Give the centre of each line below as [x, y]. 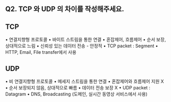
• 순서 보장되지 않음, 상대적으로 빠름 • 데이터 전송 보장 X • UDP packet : [78, 88]
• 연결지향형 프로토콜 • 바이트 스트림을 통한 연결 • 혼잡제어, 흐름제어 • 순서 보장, [86, 40]
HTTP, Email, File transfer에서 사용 [41, 52]
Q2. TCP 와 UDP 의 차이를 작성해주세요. [65, 9]
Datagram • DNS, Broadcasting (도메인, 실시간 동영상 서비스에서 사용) [77, 94]
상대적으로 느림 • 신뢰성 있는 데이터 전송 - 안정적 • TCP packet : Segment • [82, 46]
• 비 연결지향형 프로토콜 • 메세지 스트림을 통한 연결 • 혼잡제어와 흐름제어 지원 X [85, 81]
